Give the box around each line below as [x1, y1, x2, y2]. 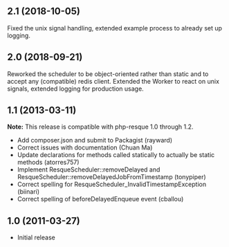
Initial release [17, 233, 55, 241]
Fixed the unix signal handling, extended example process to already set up [7, 24, 223, 32]
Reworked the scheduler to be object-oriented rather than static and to [7, 69, 209, 78]
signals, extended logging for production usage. [7, 84, 144, 93]
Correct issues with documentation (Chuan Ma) [17, 143, 153, 152]
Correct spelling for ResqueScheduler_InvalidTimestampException [17, 180, 206, 189]
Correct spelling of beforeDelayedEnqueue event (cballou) [17, 195, 184, 203]
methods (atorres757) [17, 158, 80, 167]
